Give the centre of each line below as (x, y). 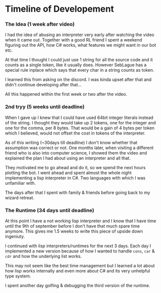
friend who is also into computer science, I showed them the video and (76, 153)
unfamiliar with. (20, 183)
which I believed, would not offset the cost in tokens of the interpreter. (75, 133)
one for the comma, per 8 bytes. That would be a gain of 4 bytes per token (80, 128)
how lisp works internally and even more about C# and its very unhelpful (78, 271)
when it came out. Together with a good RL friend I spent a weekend (74, 40)
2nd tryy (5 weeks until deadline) (45, 107)
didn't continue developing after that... (43, 85)
